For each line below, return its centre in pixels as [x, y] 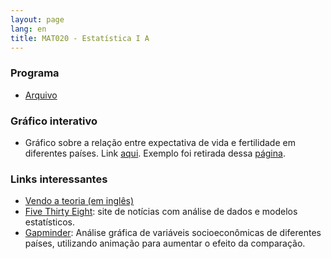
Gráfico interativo [54, 121]
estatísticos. [50, 222]
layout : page [37, 19]
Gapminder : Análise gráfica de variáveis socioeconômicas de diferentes [173, 233]
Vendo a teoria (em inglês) [79, 201]
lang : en [28, 29]
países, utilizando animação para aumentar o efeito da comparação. [165, 243]
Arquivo [41, 95]
